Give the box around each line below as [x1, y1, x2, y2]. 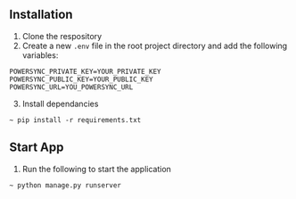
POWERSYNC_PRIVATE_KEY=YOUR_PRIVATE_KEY [9, 67, 162, 76]
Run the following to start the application [21, 163, 172, 174]
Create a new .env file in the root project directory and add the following [21, 40, 288, 51]
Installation [9, 7, 73, 22]
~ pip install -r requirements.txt [9, 115, 142, 124]
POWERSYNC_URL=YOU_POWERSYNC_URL [9, 82, 134, 92]
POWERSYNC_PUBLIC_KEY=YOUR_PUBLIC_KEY [9, 75, 153, 84]
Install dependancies [21, 98, 99, 109]
